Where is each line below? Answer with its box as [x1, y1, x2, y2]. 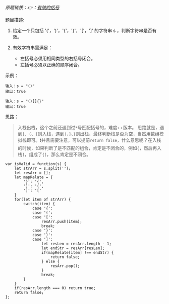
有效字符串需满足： [12, 45, 53, 51]
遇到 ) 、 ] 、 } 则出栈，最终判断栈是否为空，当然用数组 [55, 131, 160, 137]
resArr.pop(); [50, 263, 80, 269]
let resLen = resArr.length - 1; [41, 241, 112, 246]
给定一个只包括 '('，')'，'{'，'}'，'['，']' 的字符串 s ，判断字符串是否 [12, 27, 152, 33]
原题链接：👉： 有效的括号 [5, 5, 60, 10]
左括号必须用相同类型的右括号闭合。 [20, 55, 96, 61]
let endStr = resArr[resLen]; [41, 246, 105, 251]
